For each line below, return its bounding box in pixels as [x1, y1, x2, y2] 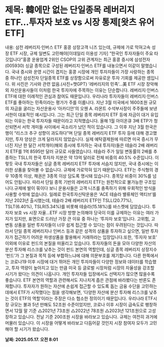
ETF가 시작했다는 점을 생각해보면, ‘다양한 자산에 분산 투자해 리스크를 [18, 289, 148, 295]
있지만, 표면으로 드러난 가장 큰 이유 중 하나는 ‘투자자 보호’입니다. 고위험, [14, 216, 150, 222]
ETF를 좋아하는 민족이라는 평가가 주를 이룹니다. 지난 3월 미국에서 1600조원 [5, 99, 148, 105]
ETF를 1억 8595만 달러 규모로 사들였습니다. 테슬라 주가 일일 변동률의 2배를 [10, 148, 152, 154]
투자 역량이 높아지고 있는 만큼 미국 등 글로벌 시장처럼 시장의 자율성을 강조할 [11, 265, 155, 271]
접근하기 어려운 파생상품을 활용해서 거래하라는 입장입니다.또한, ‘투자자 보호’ [14, 234, 157, 240]
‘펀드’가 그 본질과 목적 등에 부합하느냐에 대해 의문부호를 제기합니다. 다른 [5, 252, 142, 258]
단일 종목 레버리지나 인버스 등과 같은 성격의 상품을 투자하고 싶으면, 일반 [14, 228, 150, 234]
